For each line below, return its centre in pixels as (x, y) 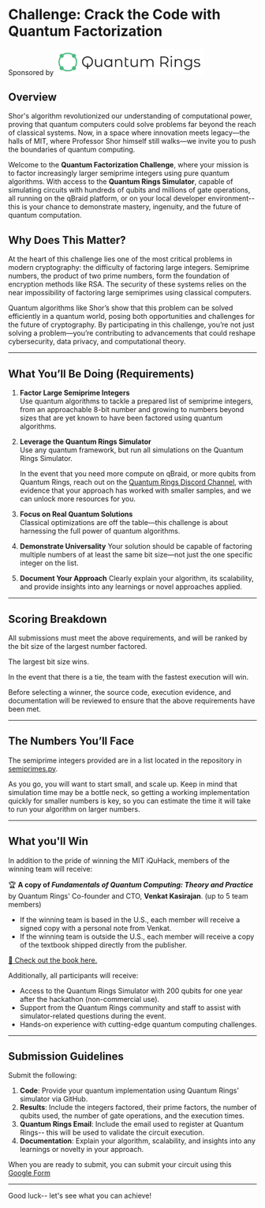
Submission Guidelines (66, 1056)
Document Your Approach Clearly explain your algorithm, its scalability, (136, 579)
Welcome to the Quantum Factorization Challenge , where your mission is (129, 165)
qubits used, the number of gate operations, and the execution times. (132, 1116)
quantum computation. (45, 216)
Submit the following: (43, 1075)
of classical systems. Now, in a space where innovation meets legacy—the (129, 133)
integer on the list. (49, 563)
